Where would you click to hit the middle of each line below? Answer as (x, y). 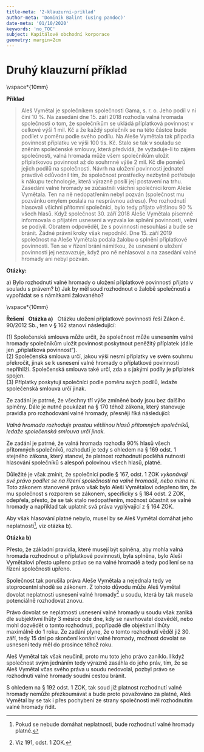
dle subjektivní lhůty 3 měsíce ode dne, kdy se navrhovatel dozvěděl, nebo (100, 619)
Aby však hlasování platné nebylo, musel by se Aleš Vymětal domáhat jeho (100, 518)
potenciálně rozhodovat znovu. (45, 601)
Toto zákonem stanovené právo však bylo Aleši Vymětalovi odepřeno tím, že (102, 487)
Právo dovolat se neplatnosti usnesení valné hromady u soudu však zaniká (100, 612)
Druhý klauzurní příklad (67, 70)
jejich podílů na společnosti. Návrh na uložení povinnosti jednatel (102, 168)
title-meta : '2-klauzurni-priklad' (51, 12)
